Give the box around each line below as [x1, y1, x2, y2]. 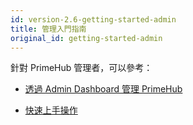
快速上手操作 [24, 104, 78, 116]
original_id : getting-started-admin [10, 33, 163, 43]
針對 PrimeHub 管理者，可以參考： [10, 62, 153, 74]
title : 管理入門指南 [10, 24, 87, 34]
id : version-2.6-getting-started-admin [10, 14, 177, 25]
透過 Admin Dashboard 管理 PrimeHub [24, 83, 183, 95]
